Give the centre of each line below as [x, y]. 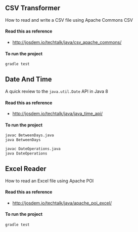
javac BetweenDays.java [30, 135]
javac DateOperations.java [33, 149]
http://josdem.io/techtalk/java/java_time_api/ [57, 114]
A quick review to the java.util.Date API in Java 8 [57, 91]
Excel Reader [26, 169]
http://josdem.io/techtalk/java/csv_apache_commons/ [67, 42]
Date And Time [28, 79]
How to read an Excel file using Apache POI [49, 181]
